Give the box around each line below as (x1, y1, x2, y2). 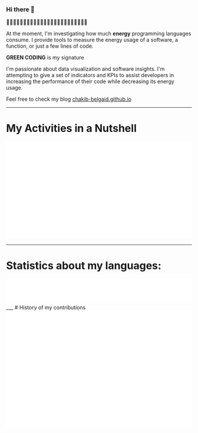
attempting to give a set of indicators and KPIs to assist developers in (6, 72, 174, 79)
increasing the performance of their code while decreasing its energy (6, 78, 175, 85)
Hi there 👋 (6, 5, 35, 14)
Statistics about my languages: (6, 259, 162, 272)
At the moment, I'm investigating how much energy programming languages (6, 30, 192, 37)
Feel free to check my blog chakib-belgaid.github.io (6, 95, 131, 103)
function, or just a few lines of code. (6, 42, 94, 49)
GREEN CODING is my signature (6, 54, 84, 61)
